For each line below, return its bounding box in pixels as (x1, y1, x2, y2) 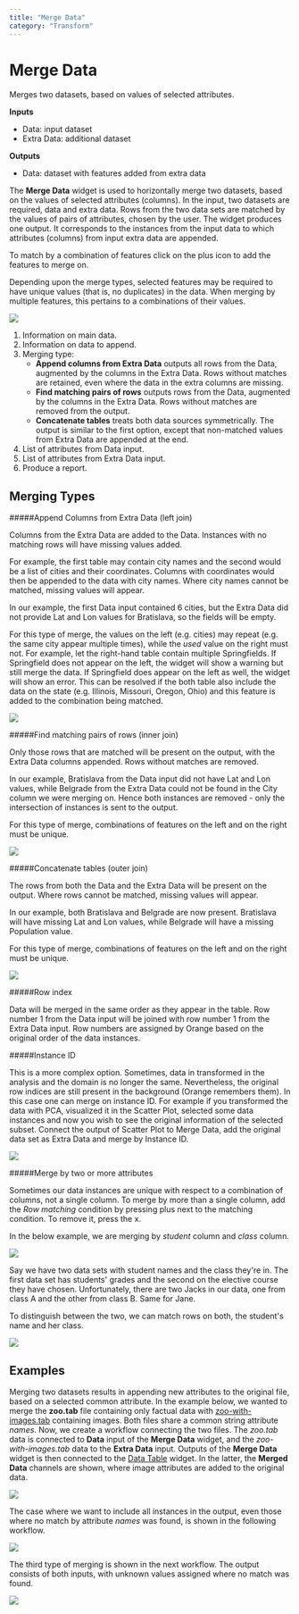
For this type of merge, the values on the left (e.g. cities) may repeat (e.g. (9, 629, 278, 640)
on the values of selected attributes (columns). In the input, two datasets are (9, 195, 290, 205)
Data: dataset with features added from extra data (21, 168, 207, 179)
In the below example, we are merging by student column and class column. (9, 1231, 290, 1242)
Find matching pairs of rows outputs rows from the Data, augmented (35, 387, 291, 397)
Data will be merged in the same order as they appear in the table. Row (9, 1004, 270, 1015)
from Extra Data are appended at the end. (35, 434, 189, 445)
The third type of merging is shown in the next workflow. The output (9, 1560, 260, 1570)
